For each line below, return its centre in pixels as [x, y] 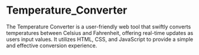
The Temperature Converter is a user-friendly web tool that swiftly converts [99, 27]
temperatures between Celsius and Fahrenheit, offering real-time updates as [100, 33]
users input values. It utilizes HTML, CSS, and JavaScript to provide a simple [100, 39]
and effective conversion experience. [52, 46]
